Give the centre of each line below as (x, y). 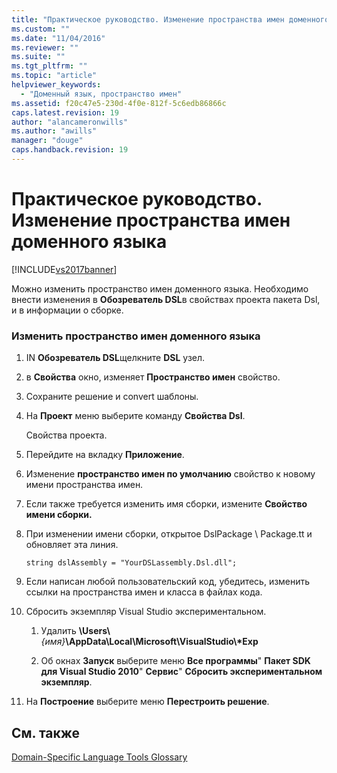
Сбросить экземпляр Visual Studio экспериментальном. (146, 612)
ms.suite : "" (38, 57)
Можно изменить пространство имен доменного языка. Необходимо (160, 288)
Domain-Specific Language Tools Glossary (99, 757)
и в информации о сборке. (67, 310)
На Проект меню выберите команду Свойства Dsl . (135, 416)
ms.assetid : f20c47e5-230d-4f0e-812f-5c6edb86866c (119, 103)
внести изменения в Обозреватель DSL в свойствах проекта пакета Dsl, (166, 299)
